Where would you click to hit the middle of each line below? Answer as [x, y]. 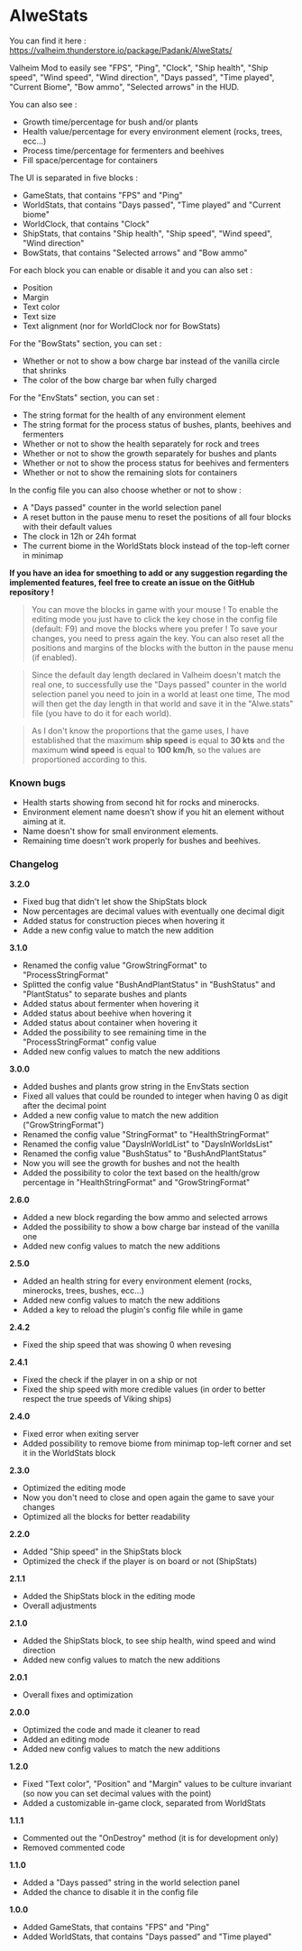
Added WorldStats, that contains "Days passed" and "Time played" [147, 1937]
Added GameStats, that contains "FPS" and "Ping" [116, 1927]
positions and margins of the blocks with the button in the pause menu [162, 648]
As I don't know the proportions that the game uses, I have [140, 731]
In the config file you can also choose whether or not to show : [125, 490]
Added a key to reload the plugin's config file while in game [133, 1310]
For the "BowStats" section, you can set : [86, 343]
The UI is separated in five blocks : [73, 178]
